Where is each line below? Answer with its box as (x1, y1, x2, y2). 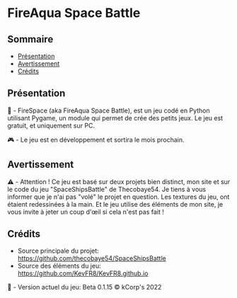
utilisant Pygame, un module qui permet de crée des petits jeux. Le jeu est (7, 113, 224, 122)
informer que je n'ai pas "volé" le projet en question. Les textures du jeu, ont (7, 193, 230, 201)
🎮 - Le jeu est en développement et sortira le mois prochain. (7, 135, 185, 144)
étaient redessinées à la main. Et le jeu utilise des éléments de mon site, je (7, 200, 224, 208)
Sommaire (7, 33, 54, 45)
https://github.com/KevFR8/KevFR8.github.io (17, 269, 149, 277)
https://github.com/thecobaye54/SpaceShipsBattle (17, 254, 166, 263)
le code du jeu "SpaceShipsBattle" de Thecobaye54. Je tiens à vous (7, 185, 207, 193)
